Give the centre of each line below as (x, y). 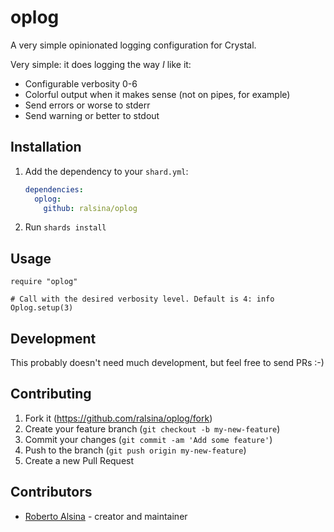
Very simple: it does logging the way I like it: (101, 64)
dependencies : (54, 189)
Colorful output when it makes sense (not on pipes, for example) (157, 94)
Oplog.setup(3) (42, 308)
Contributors (51, 492)
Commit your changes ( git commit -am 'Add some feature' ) (148, 439)
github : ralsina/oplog (90, 208)
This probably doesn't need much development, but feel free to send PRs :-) (167, 362)
